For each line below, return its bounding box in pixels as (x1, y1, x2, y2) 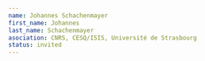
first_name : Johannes (8, 19, 80, 27)
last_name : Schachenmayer (8, 26, 94, 34)
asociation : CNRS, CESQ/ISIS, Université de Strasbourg (8, 33, 197, 42)
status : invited (8, 41, 62, 49)
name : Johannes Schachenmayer (8, 11, 109, 20)
